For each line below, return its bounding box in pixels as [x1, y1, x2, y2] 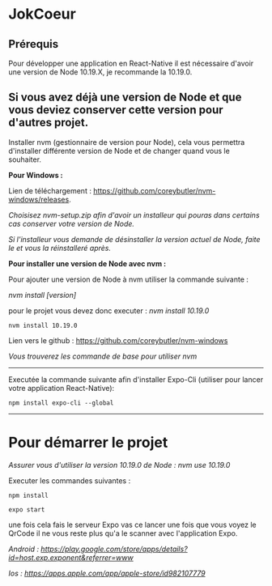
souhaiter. [8, 155, 42, 164]
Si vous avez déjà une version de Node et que [8, 91, 242, 104]
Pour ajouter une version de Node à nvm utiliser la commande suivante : [8, 274, 249, 284]
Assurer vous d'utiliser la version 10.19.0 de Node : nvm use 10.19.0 [8, 460, 231, 469]
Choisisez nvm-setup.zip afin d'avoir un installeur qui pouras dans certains [8, 210, 261, 219]
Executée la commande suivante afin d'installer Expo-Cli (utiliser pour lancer [8, 374, 264, 384]
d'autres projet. [8, 116, 89, 130]
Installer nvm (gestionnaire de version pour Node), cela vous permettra [8, 137, 245, 146]
